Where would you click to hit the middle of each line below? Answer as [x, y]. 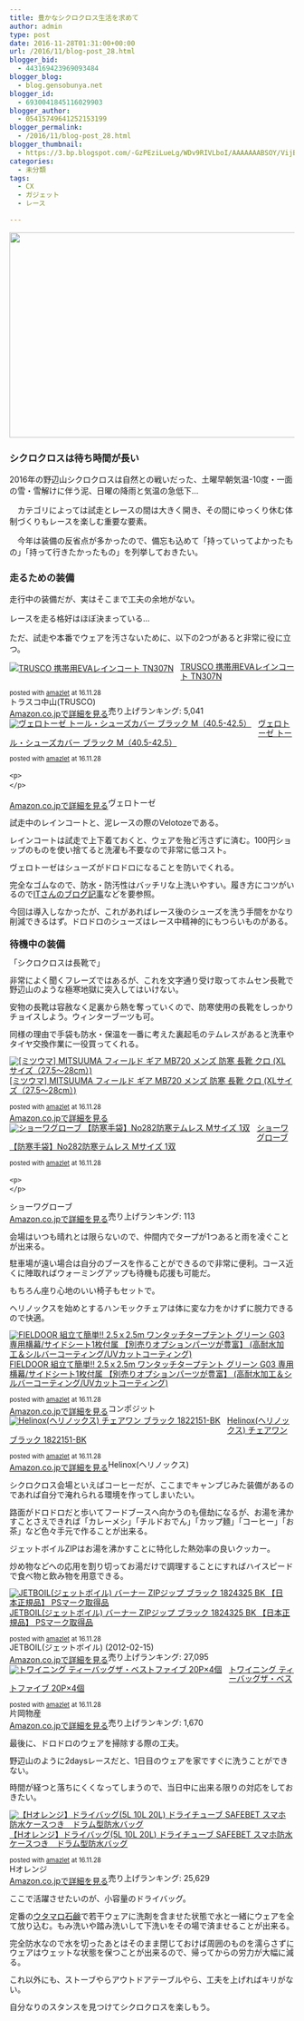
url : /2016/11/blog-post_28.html [72, 52]
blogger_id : [32, 93]
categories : [32, 161]
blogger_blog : [36, 77]
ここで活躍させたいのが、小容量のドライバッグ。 [100, 1898]
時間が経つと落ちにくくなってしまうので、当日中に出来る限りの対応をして [147, 1788]
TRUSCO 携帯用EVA [218, 667]
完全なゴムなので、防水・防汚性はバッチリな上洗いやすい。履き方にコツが [148, 885]
